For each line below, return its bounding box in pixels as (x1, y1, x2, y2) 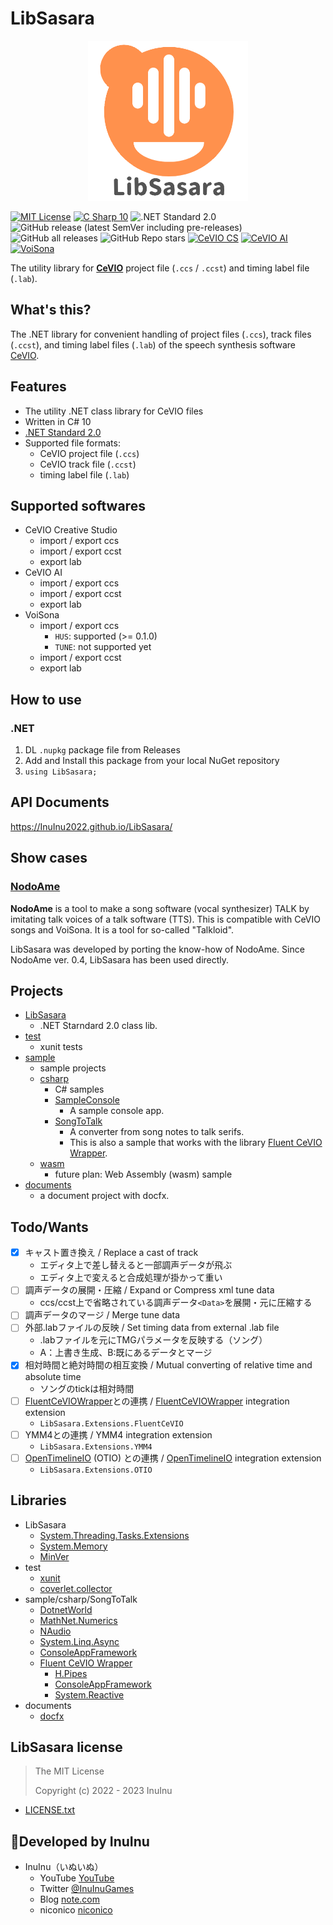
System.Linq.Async (39, 1635, 120, 1647)
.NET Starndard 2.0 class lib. (39, 1020, 158, 1032)
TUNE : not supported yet (54, 641, 152, 653)
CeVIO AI (24, 567, 63, 579)
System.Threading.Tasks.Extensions (39, 1529, 190, 1541)
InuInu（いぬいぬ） (24, 1861, 104, 1873)
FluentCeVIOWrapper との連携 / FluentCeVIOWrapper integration (24, 1395, 290, 1407)
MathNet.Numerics (39, 1614, 118, 1626)
